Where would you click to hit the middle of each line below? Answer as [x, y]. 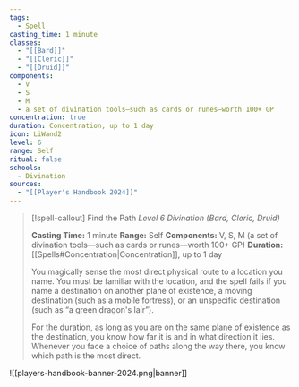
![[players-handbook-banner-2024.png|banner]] [98, 373]
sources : [26, 185]
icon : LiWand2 [36, 134]
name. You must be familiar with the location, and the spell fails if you [159, 281]
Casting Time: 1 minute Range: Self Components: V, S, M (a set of [154, 235]
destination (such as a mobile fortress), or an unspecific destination [156, 300]
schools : [26, 168]
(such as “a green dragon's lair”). [93, 310]
